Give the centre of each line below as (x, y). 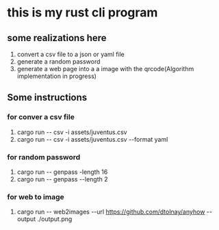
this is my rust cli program (82, 13)
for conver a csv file (41, 117)
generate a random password (59, 62)
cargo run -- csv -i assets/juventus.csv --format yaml (92, 139)
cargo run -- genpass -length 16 (62, 172)
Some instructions (47, 98)
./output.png (55, 219)
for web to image (36, 196)
